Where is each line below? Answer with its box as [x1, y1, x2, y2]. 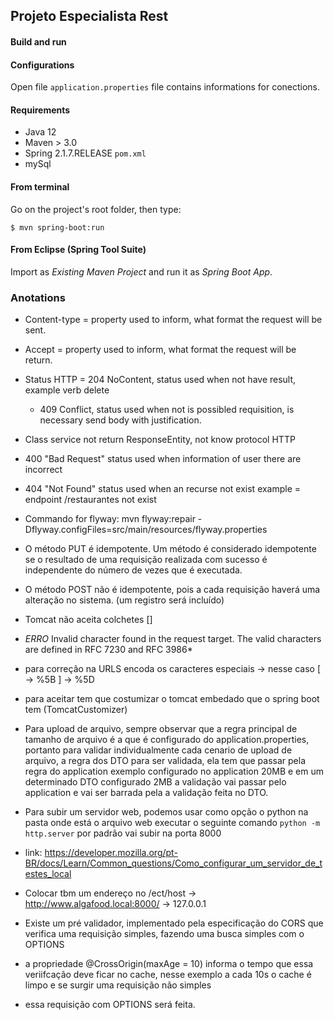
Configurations [10, 59, 75, 71]
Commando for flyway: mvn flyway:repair [24, 513, 196, 525]
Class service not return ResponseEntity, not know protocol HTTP [24, 434, 296, 446]
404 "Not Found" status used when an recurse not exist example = [24, 483, 302, 495]
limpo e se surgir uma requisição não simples [24, 979, 212, 991]
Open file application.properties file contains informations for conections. [10, 81, 321, 93]
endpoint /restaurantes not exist [24, 494, 157, 506]
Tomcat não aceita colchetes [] [24, 614, 153, 626]
